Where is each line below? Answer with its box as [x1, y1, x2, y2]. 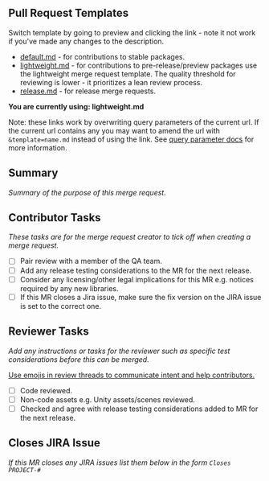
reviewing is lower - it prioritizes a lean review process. [19, 77, 203, 87]
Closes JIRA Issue [8, 436, 100, 450]
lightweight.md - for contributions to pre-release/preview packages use [19, 60, 258, 70]
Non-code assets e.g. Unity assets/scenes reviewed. [19, 394, 195, 405]
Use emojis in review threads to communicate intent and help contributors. [8, 370, 255, 380]
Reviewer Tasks [8, 325, 90, 339]
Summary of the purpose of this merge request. [8, 187, 166, 197]
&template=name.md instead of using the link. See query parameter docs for [8, 134, 255, 144]
